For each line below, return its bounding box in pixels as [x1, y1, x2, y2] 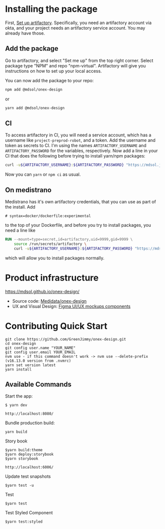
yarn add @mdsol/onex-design [5, 105, 65, 110]
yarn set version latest [5, 363, 56, 368]
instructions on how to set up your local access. [5, 68, 102, 74]
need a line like [5, 227, 36, 233]
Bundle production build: [5, 420, 55, 426]
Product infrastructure [5, 272, 99, 283]
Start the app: [5, 393, 33, 399]
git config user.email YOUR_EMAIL [5, 349, 76, 355]
